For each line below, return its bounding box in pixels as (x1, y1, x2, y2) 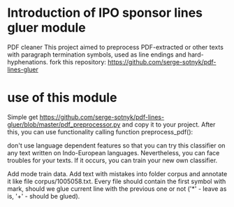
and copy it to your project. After (122, 120, 216, 129)
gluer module (7, 20, 86, 36)
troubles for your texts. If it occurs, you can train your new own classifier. (7, 156, 218, 164)
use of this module (7, 90, 117, 106)
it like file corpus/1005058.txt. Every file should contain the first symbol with (7, 177, 226, 185)
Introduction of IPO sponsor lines (7, 5, 203, 21)
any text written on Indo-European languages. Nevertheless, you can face (7, 148, 220, 157)
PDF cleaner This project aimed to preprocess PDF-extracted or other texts (7, 43, 224, 51)
